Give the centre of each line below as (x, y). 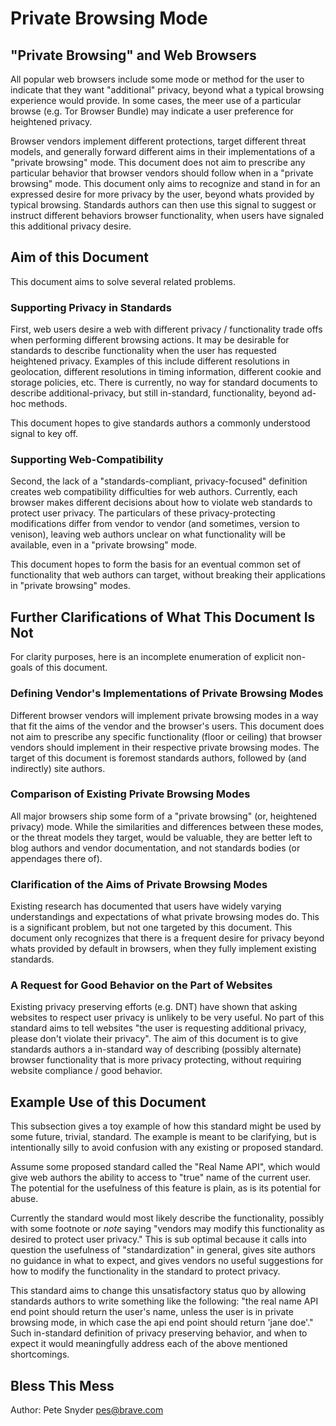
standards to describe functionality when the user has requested (143, 351)
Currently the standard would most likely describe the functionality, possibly (167, 1218)
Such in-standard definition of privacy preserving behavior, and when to (159, 1333)
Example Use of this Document (108, 1102)
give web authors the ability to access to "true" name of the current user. (161, 1178)
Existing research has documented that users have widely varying (146, 906)
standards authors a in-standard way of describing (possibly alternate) (156, 1049)
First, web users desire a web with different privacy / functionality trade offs (166, 329)
